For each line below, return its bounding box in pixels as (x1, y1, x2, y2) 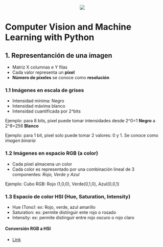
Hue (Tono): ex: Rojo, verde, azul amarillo (12, 204, 95, 210)
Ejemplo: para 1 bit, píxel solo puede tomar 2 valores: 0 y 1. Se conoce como (5, 133, 159, 138)
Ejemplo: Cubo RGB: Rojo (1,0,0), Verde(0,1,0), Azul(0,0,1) (5, 181, 120, 187)
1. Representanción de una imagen (5, 51, 113, 60)
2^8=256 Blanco (5, 123, 39, 129)
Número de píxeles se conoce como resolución (12, 75, 110, 80)
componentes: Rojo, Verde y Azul (12, 171, 80, 177)
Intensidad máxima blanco (12, 103, 66, 109)
